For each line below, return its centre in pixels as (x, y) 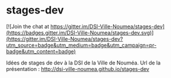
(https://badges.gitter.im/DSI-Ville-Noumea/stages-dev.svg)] (80, 32)
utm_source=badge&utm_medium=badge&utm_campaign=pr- (81, 45)
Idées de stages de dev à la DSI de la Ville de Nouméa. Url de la (83, 63)
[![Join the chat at (28, 26)
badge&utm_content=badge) (41, 51)
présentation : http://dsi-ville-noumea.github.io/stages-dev (78, 69)
